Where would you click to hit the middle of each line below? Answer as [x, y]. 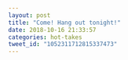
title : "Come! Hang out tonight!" [65, 23]
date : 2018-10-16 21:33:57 [52, 30]
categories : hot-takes [45, 37]
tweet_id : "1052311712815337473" [63, 44]
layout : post [29, 15]
